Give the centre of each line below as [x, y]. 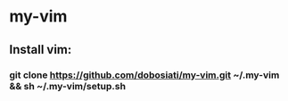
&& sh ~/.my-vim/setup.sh [68, 86]
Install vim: [41, 50]
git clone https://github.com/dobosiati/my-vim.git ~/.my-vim [144, 75]
